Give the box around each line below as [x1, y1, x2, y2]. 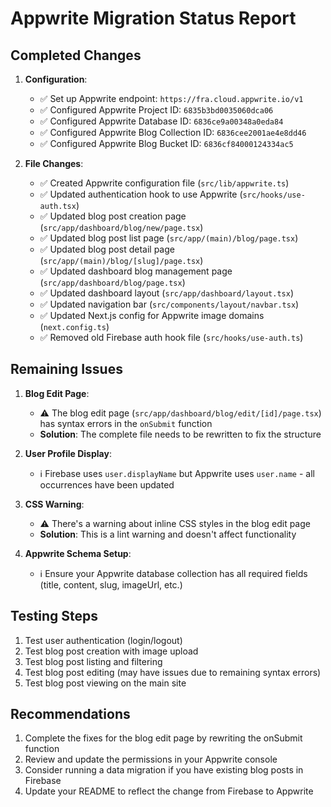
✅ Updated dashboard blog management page [39, 265, 233, 277]
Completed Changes [10, 47, 142, 64]
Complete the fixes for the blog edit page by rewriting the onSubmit [24, 732, 303, 744]
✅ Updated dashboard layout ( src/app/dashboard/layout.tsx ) [39, 287, 295, 299]
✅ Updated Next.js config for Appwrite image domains [39, 310, 265, 321]
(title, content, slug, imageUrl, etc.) [39, 578, 183, 591]
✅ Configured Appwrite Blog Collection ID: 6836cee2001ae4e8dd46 [39, 127, 307, 138]
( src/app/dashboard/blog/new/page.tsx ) [39, 222, 204, 233]
